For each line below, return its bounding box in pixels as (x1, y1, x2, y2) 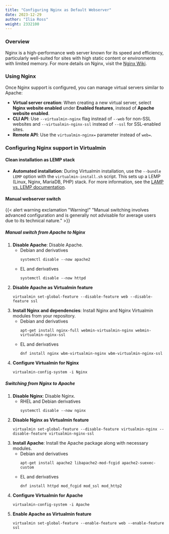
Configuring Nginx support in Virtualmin (5, 144, 106, 151)
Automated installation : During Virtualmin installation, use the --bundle (12, 168, 161, 174)
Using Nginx (5, 73, 36, 80)
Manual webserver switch (5, 195, 61, 202)
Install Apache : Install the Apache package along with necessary (12, 440, 149, 446)
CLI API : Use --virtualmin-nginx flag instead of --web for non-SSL (12, 116, 151, 122)
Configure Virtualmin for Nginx (12, 360, 79, 366)
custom (20, 465, 34, 470)
